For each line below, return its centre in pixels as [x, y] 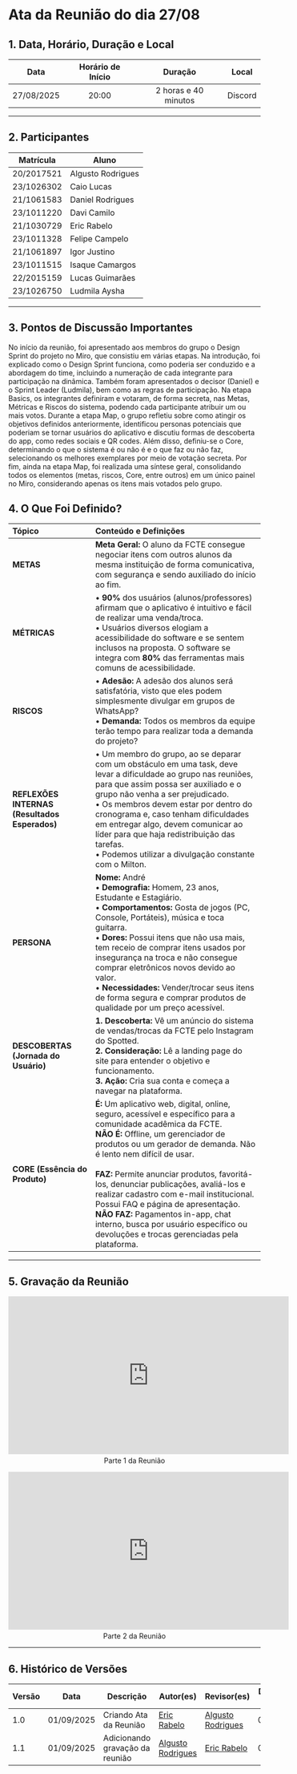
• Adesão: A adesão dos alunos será [164, 681]
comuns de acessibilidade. [145, 668]
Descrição [127, 1696]
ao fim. [108, 585]
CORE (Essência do [50, 1169]
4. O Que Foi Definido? [65, 509]
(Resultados [36, 814]
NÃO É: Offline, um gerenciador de [160, 1134]
